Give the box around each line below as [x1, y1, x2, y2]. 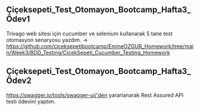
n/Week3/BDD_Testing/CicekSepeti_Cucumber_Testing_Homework [6, 49, 170, 56]
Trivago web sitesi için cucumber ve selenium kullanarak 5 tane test [6, 30, 173, 37]
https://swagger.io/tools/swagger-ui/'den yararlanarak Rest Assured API [6, 91, 184, 98]
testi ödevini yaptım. [6, 98, 56, 105]
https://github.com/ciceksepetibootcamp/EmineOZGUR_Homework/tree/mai [6, 42, 194, 50]
